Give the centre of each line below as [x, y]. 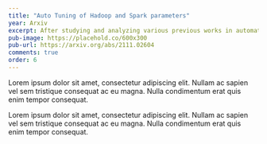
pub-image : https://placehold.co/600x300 [78, 38]
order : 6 [23, 60]
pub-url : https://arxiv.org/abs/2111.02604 [81, 45]
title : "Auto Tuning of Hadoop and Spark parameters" [99, 16]
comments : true [33, 53]
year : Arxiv [28, 23]
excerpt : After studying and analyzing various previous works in [120, 30]
